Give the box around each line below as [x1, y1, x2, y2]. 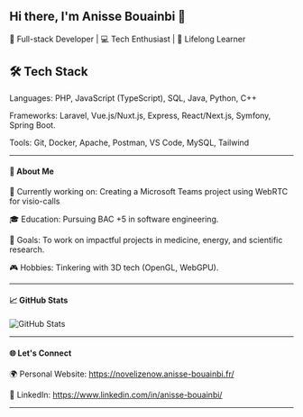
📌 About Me [9, 166, 54, 177]
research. [9, 244, 45, 255]
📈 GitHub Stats [9, 295, 69, 306]
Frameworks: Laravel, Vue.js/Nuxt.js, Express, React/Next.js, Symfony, [9, 110, 271, 121]
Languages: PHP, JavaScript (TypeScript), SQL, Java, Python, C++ [9, 92, 257, 104]
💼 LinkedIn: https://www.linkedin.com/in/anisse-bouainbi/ [9, 389, 223, 401]
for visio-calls [9, 195, 60, 206]
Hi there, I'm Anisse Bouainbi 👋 [9, 9, 187, 24]
